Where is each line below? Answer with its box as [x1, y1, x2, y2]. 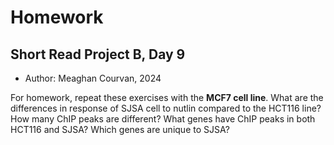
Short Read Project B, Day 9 [10, 46, 186, 63]
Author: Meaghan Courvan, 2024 [24, 72, 162, 84]
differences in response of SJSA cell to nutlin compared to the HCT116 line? [10, 102, 322, 114]
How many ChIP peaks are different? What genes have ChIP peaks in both [10, 113, 316, 125]
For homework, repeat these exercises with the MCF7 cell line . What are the [10, 92, 324, 103]
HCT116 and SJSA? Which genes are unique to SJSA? [10, 124, 230, 135]
